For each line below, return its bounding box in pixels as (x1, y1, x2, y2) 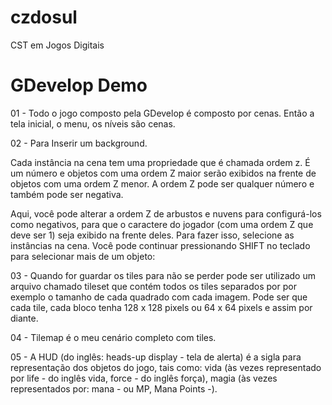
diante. (10, 312, 39, 324)
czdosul (10, 6, 78, 29)
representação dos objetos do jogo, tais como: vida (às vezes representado (10, 361, 322, 373)
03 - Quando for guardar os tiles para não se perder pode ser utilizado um (10, 269, 316, 281)
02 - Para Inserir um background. (10, 137, 148, 149)
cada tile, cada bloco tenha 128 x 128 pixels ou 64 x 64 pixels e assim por (10, 301, 313, 313)
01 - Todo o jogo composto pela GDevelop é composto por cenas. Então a (10, 107, 315, 119)
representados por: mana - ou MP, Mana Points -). (10, 382, 218, 395)
